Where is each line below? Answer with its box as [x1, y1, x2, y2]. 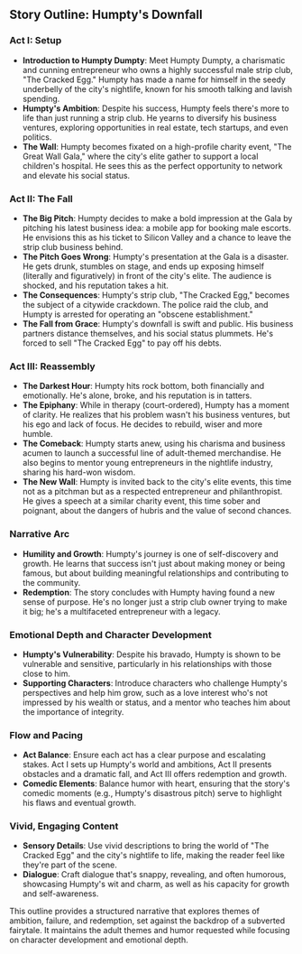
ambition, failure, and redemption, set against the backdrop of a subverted [9, 915, 286, 926]
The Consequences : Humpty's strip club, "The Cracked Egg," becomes [22, 289, 290, 301]
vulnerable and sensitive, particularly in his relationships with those [22, 658, 272, 669]
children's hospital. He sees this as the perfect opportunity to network [22, 160, 283, 171]
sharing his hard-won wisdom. [22, 467, 136, 477]
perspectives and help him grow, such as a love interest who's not [22, 687, 269, 698]
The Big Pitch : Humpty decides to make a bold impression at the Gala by [22, 212, 293, 224]
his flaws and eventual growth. [22, 798, 137, 809]
